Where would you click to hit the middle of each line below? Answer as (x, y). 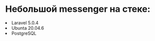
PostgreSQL (24, 33)
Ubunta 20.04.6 (28, 28)
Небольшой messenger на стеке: (78, 9)
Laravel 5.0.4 (25, 23)
